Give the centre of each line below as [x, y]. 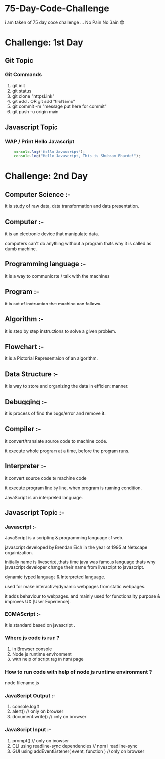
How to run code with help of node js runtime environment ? [79, 672]
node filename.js [22, 683]
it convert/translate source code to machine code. [56, 441]
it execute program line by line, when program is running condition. [74, 488]
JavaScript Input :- [28, 730]
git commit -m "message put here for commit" [59, 106]
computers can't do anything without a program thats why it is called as [78, 244]
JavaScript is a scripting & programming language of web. [64, 538]
